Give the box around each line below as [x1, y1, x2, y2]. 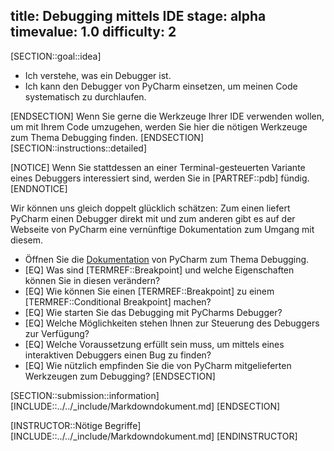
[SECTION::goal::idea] [10, 50, 102, 62]
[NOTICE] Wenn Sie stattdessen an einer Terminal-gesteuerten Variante [10, 161, 306, 173]
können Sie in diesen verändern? [24, 274, 161, 286]
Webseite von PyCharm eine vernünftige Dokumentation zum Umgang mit [10, 223, 315, 235]
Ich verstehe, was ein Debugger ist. [24, 69, 172, 81]
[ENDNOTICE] [10, 182, 68, 194]
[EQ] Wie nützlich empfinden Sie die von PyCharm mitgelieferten [24, 359, 292, 371]
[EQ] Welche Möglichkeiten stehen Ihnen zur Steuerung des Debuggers [24, 317, 320, 329]
